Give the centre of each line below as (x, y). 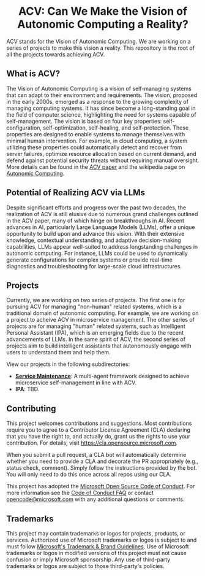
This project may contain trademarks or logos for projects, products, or (96, 533)
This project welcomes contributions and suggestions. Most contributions (99, 423)
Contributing (31, 409)
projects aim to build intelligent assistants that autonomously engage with (99, 346)
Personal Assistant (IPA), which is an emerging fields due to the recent (95, 333)
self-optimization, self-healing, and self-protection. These (116, 128)
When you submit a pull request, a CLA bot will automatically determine (96, 455)
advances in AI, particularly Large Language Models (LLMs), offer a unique (101, 227)
